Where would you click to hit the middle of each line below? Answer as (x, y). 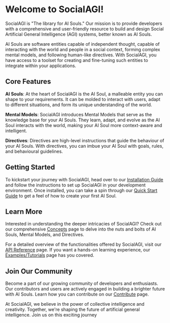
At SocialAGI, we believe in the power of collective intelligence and (75, 304)
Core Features (28, 82)
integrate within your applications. (41, 66)
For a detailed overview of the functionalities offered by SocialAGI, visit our (83, 244)
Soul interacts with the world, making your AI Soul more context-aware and (84, 125)
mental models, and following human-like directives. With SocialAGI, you (81, 55)
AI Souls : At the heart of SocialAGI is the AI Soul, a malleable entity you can (84, 94)
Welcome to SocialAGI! (55, 9)
